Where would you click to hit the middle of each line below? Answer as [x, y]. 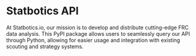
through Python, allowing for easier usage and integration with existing [93, 40]
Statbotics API [42, 11]
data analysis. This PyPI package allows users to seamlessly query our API [98, 33]
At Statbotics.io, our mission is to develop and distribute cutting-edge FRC [98, 27]
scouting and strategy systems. [45, 46]
